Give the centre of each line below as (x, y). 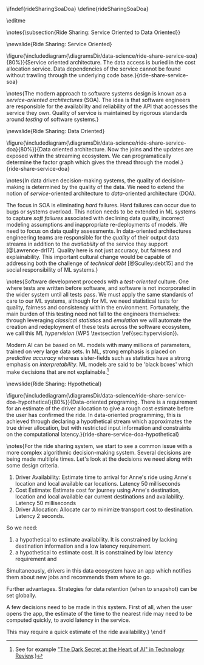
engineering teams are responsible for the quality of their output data (93, 237)
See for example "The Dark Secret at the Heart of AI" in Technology (100, 649)
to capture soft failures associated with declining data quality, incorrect (95, 218)
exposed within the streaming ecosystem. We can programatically (89, 156)
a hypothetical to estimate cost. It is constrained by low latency (94, 552)
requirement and (36, 559)
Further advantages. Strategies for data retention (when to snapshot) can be (102, 588)
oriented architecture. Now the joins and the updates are (123, 149)
